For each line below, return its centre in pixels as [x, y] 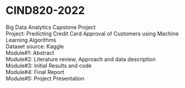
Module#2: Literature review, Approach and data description [81, 59]
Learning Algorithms [31, 40]
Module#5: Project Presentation [45, 78]
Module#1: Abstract [30, 52]
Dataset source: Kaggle [35, 46]
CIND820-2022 [45, 11]
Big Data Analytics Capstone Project [51, 27]
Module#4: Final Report [35, 72]
